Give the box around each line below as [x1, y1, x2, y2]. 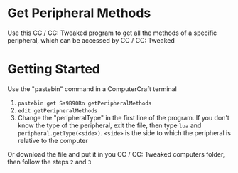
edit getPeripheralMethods [17, 107, 98, 115]
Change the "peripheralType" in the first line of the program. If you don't [17, 113, 229, 122]
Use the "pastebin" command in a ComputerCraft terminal [7, 84, 178, 93]
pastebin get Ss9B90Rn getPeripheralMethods [17, 100, 152, 107]
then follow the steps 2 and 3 [7, 157, 92, 166]
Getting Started [7, 61, 101, 78]
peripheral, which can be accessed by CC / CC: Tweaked [7, 36, 175, 44]
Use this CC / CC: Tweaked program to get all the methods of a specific [7, 28, 217, 37]
